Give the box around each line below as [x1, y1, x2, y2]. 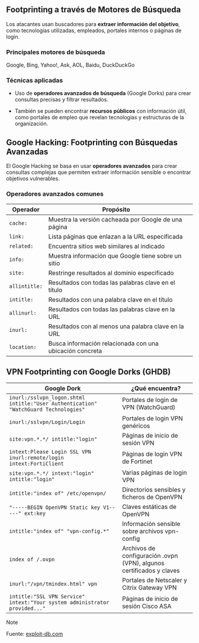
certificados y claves [122, 566, 180, 575]
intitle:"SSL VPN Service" [9, 593, 85, 600]
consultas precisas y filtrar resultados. [14, 96, 108, 103]
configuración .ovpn [122, 552, 178, 560]
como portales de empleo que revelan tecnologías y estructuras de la [14, 114, 185, 121]
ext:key [24, 510, 46, 517]
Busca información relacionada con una [48, 339, 159, 347]
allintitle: [9, 283, 43, 290]
